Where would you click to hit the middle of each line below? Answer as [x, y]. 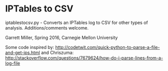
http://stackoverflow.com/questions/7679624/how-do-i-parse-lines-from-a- [84, 57]
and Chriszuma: [57, 52]
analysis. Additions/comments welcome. [47, 27]
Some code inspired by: [30, 47]
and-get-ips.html [23, 52]
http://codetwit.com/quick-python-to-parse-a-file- [107, 47]
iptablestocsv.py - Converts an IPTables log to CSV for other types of [77, 22]
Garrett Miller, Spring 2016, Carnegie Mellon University [61, 37]
